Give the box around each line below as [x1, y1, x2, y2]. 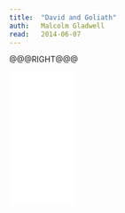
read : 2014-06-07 [9, 29, 82, 38]
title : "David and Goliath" [9, 12, 117, 22]
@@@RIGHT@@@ [9, 54, 78, 65]
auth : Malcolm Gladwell [9, 21, 105, 30]
